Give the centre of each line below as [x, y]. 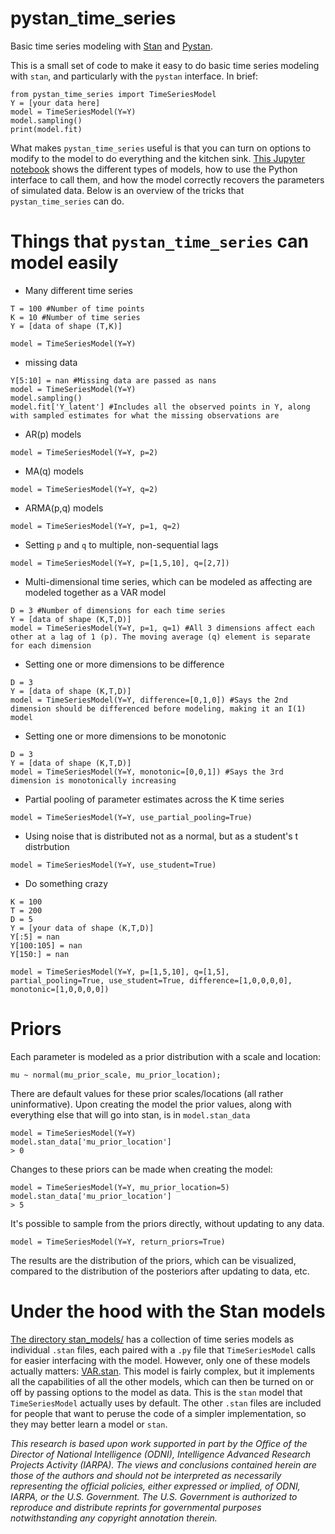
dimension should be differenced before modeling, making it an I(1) [158, 708]
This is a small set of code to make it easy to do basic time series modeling [165, 65]
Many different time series [78, 290]
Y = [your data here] [55, 103]
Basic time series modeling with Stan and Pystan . [111, 46]
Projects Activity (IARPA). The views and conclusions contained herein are [163, 1464]
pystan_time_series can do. [67, 201]
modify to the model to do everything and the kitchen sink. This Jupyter [158, 158]
